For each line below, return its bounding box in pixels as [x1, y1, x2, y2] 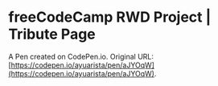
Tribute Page [8, 25, 97, 43]
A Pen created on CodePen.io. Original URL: [8, 51, 154, 61]
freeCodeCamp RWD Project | [8, 8, 212, 27]
